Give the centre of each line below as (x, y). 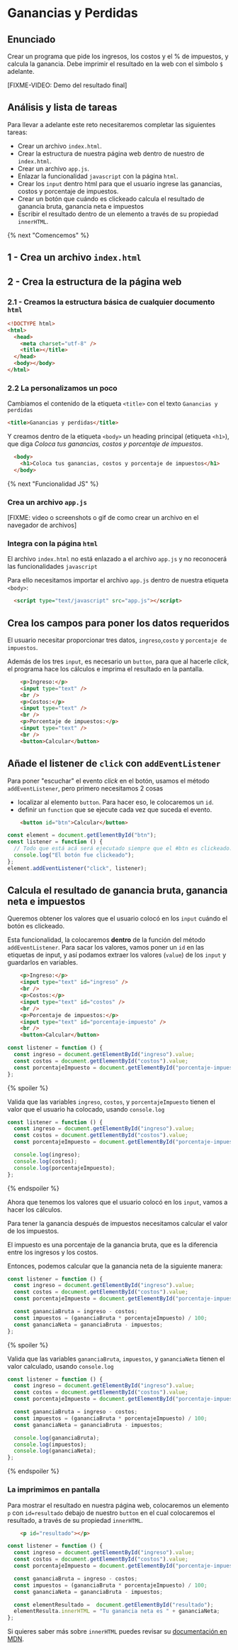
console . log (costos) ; (46, 1161)
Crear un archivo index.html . (60, 146)
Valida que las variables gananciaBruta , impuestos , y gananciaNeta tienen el (116, 1359)
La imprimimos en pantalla (54, 1489)
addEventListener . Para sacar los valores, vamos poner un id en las (106, 948)
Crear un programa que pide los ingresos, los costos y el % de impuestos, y (118, 56)
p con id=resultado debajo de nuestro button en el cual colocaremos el (111, 1513)
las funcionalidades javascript (52, 567)
